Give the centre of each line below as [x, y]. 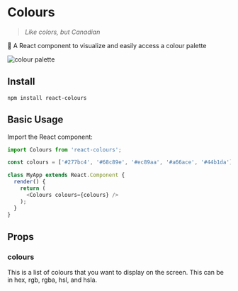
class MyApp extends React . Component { [66, 175]
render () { [30, 182]
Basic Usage [35, 120]
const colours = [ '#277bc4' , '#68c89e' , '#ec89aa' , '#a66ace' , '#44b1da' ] [120, 162]
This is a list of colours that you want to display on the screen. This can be [116, 273]
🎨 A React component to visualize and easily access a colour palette [107, 45]
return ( [33, 188]
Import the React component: [50, 137]
